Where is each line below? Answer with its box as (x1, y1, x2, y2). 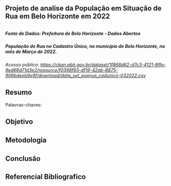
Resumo (5, 88, 32, 97)
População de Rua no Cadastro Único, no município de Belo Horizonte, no (5, 43, 165, 49)
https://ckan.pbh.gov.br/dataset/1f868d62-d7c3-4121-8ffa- (40, 61, 166, 68)
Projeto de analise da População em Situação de (5, 4, 162, 13)
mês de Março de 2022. (5, 48, 57, 55)
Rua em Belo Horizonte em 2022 (5, 12, 110, 21)
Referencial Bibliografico (5, 173, 86, 181)
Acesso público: (5, 61, 39, 68)
